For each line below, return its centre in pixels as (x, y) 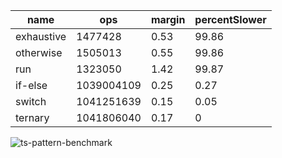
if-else (31, 85)
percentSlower (230, 19)
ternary (32, 117)
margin (168, 19)
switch (31, 101)
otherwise (39, 52)
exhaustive (41, 36)
